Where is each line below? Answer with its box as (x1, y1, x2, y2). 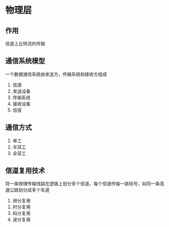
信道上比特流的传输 (5, 41, 45, 46)
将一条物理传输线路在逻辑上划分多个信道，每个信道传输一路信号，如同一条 (5, 181, 160, 187)
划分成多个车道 (18, 187, 49, 193)
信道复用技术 (5, 166, 45, 175)
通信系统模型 (5, 56, 45, 66)
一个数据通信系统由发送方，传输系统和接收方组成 (5, 71, 107, 77)
